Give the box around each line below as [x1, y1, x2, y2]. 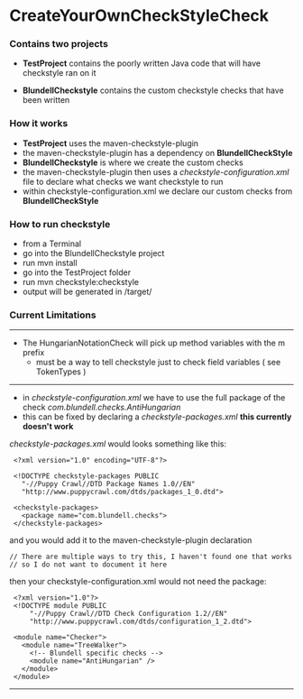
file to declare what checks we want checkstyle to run [22, 176, 224, 187]
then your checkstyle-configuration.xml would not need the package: [9, 576, 268, 587]
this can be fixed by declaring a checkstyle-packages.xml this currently [22, 411, 292, 422]
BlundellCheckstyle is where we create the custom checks [22, 157, 243, 168]
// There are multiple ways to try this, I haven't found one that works [9, 552, 293, 562]
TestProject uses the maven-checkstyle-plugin [22, 137, 199, 149]
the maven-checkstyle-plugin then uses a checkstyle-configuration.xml [22, 166, 289, 177]
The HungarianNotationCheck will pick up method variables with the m [22, 337, 286, 348]
